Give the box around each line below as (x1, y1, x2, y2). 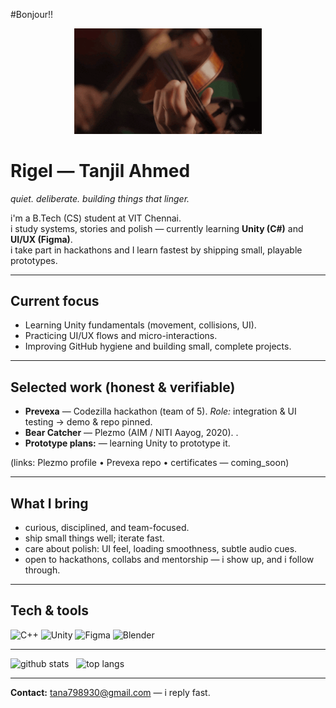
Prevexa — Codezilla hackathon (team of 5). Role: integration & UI (24, 405, 297, 418)
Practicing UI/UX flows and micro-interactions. (24, 330, 218, 342)
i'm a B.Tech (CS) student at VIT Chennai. (10, 212, 182, 224)
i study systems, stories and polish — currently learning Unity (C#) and (10, 222, 304, 234)
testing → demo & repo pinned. (24, 416, 153, 428)
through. (24, 564, 61, 576)
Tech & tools (10, 602, 90, 619)
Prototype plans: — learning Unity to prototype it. (24, 437, 231, 449)
